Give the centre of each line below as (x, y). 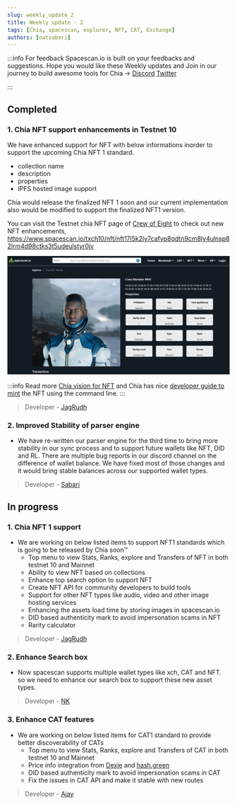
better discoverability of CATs (61, 742)
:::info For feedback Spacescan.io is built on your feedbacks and (101, 58)
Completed (32, 109)
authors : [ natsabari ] (39, 37)
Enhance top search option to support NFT (90, 580)
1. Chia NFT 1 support (44, 527)
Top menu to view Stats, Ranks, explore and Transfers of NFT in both (128, 557)
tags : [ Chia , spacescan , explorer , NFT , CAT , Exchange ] (91, 30)
